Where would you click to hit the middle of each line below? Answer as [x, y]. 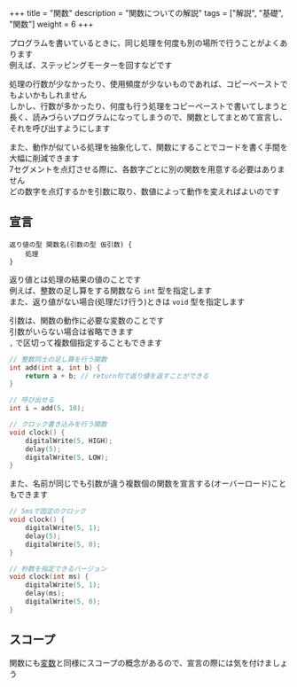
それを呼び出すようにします [60, 128]
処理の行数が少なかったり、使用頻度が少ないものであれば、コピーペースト [145, 84]
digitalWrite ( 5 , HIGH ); [69, 441]
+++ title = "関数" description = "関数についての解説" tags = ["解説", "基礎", [146, 13]
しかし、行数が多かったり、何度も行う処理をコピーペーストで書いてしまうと [148, 106]
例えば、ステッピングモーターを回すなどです [91, 65]
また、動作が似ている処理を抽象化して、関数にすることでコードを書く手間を [148, 147]
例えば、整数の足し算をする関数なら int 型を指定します [111, 290]
